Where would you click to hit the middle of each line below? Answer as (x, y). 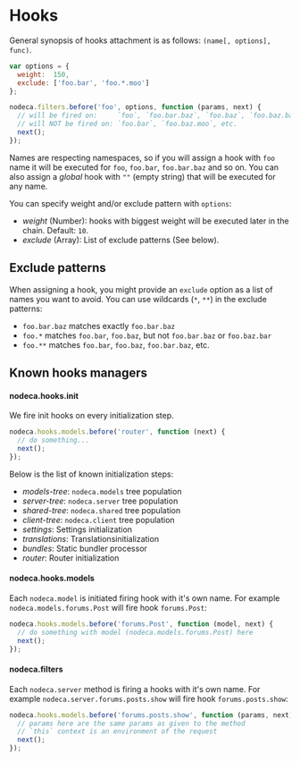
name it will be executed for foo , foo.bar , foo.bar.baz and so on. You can (144, 167)
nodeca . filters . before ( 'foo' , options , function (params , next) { (135, 107)
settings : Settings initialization (77, 529)
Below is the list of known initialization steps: (92, 474)
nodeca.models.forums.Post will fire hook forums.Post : (108, 607)
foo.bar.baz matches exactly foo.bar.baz (99, 326)
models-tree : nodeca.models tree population (102, 491)
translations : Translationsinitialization (90, 538)
